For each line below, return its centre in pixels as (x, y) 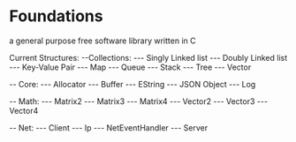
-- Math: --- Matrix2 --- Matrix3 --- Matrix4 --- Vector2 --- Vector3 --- (138, 101)
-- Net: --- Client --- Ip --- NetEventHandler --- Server (109, 127)
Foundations (56, 16)
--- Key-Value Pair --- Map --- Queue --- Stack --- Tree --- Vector (130, 67)
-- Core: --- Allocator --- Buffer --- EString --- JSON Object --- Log (133, 84)
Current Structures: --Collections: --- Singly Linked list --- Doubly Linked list (148, 57)
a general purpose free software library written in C (102, 41)
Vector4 (24, 110)
